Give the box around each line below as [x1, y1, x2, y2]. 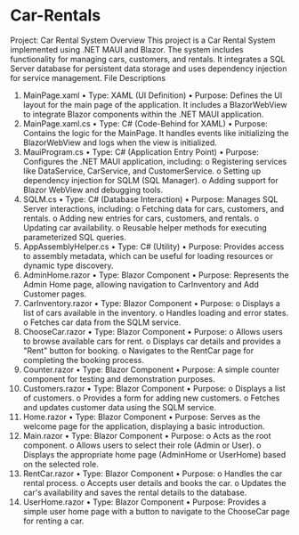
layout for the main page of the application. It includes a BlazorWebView [22, 99, 287, 109]
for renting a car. [22, 515, 85, 526]
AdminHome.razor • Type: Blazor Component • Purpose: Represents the [22, 269, 289, 280]
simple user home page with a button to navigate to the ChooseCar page [22, 506, 290, 516]
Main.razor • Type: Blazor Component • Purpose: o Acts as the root [22, 430, 271, 441]
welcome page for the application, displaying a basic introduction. [22, 420, 265, 432]
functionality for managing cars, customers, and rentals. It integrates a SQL [10, 53, 286, 64]
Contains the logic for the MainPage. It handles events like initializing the [22, 127, 289, 138]
